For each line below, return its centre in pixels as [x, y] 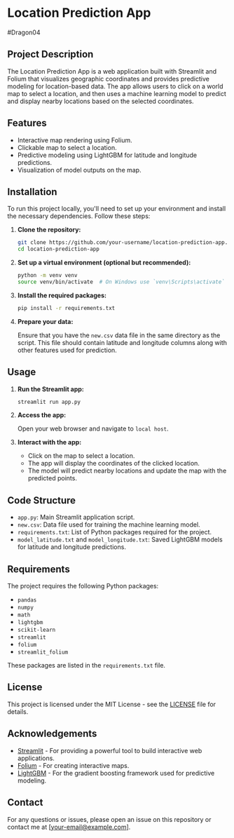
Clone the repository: [49, 230]
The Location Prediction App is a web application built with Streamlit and [112, 71]
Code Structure [41, 500]
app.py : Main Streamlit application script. [76, 518]
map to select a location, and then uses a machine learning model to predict [117, 93]
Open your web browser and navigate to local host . [93, 428]
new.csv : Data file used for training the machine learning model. [109, 525]
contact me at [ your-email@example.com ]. [69, 827]
